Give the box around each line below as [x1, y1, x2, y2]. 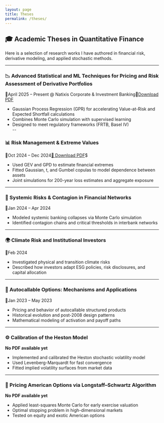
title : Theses [5, 12, 34, 17]
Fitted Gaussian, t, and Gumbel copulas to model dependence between [12, 167, 155, 173]
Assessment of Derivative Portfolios [5, 81, 93, 87]
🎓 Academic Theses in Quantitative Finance [5, 35, 144, 43]
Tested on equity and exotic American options [12, 413, 105, 419]
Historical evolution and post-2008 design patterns [12, 312, 115, 318]
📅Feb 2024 [5, 250, 28, 256]
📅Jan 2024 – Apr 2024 [5, 205, 51, 211]
